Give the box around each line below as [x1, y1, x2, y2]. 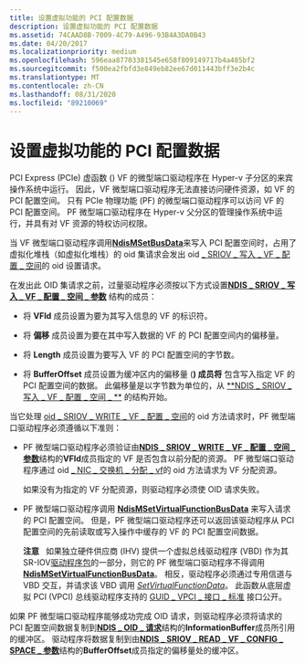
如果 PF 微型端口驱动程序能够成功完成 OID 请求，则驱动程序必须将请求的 [9, 611, 283, 622]
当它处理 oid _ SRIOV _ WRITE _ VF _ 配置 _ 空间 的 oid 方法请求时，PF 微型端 [9, 411, 296, 422]
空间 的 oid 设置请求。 [26, 260, 107, 271]
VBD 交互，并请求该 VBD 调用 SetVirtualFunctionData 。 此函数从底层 [22, 580, 284, 591]
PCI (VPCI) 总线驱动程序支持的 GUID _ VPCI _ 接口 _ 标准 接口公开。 [33, 591, 288, 603]
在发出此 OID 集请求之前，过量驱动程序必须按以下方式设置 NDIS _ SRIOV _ [9, 279, 286, 290]
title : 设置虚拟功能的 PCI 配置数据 [9, 13, 134, 23]
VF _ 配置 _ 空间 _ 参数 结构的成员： [25, 291, 157, 302]
